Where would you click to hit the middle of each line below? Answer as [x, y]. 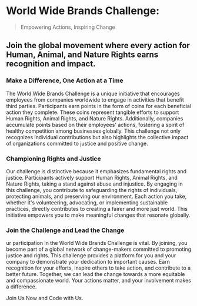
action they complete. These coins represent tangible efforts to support [93, 112]
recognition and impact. [51, 64]
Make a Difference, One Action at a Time [65, 80]
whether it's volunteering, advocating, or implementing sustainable [87, 202]
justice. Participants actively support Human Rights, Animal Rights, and [92, 177]
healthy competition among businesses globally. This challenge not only [94, 131]
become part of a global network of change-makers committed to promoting [99, 249]
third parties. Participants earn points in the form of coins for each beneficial [99, 106]
